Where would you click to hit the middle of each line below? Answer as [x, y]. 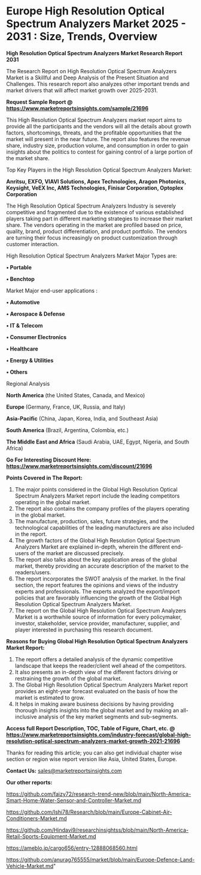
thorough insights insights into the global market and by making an [97, 710]
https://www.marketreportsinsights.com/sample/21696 [77, 108]
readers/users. [33, 572]
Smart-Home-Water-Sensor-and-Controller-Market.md [74, 800]
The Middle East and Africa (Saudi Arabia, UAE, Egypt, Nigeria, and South [98, 442]
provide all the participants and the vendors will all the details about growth [99, 126]
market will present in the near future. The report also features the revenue [98, 139]
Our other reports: [29, 782]
